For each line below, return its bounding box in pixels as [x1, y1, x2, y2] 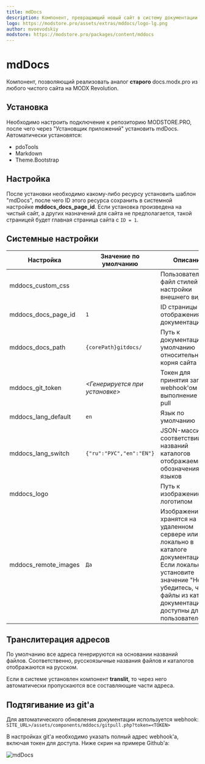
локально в [160, 538, 194, 546]
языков [160, 472, 182, 480]
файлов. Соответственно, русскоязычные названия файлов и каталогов [6, 657, 194, 665]
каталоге [160, 545, 187, 553]
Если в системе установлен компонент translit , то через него [6, 676, 167, 683]
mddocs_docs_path [9, 343, 66, 351]
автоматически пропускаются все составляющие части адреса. [6, 682, 175, 690]
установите [160, 568, 195, 577]
